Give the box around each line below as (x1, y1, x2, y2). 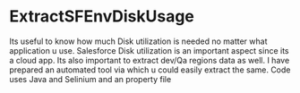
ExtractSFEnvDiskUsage (9, 6, 195, 27)
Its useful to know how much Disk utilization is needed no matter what (9, 36, 268, 46)
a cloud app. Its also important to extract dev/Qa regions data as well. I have (9, 55, 290, 65)
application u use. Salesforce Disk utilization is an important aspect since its (9, 45, 289, 55)
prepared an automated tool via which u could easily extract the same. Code (9, 64, 291, 75)
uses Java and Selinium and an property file (9, 73, 172, 84)
